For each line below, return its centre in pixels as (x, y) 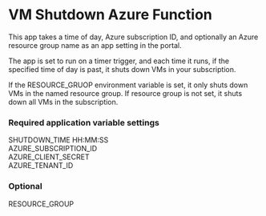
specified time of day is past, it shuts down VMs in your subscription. (122, 69)
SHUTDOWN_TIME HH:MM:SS (58, 140)
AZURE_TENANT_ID (41, 166)
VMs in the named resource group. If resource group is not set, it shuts (125, 93)
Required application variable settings (84, 122)
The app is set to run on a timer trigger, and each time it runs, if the (119, 61)
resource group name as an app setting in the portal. (95, 45)
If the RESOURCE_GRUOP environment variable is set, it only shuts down (128, 85)
